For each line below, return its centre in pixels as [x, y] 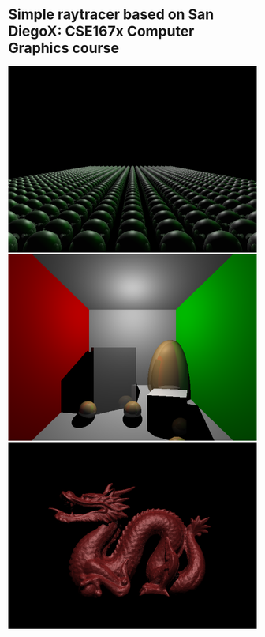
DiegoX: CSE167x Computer [101, 31]
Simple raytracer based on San [111, 15]
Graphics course [64, 48]
